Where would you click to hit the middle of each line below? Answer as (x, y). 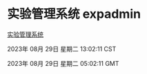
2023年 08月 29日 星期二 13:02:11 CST (62, 49)
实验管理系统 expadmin (74, 14)
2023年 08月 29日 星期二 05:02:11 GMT (63, 63)
